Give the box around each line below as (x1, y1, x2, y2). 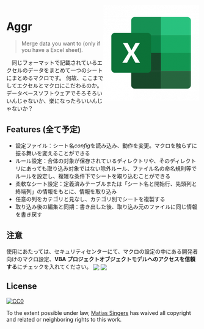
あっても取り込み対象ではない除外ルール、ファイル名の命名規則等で (26, 164, 197, 172)
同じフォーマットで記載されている (11, 59, 98, 66)
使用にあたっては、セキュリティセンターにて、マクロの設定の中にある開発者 (6, 248, 199, 255)
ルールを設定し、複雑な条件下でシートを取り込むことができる (15, 172, 171, 180)
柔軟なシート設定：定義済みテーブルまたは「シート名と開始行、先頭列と (15, 180, 197, 187)
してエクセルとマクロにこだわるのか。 (6, 81, 103, 89)
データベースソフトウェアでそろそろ (6, 89, 98, 97)
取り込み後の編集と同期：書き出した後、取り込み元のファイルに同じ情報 (15, 203, 197, 210)
